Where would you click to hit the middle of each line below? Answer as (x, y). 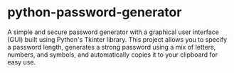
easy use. (22, 62)
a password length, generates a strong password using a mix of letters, (112, 47)
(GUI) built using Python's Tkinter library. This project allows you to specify (117, 39)
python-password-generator (95, 12)
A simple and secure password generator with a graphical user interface (113, 32)
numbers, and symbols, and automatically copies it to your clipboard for (113, 55)
